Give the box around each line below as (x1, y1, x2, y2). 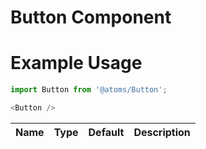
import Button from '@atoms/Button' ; (10, 85, 168, 95)
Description (133, 125, 191, 139)
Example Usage (10, 52, 143, 75)
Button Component (10, 6, 172, 29)
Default (88, 125, 125, 139)
